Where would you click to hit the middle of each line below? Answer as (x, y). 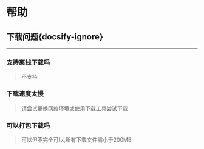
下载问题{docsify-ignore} (55, 37)
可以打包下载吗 (28, 125)
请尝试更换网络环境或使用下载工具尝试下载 (74, 108)
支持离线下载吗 (28, 62)
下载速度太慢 (25, 94)
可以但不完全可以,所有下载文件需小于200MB (76, 139)
